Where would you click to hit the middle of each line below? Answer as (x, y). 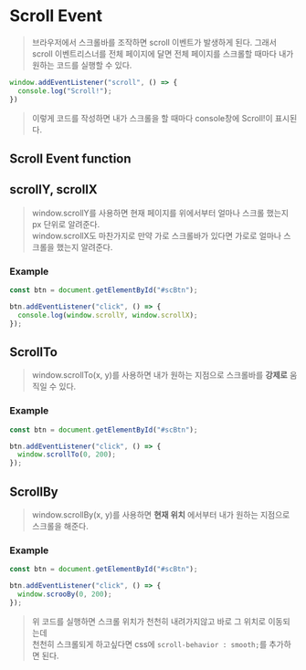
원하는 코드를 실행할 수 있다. (82, 65)
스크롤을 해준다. (60, 526)
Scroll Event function (70, 158)
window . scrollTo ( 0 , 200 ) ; (67, 455)
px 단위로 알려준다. (66, 224)
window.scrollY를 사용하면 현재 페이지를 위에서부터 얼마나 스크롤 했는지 (160, 213)
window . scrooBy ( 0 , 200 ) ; (65, 594)
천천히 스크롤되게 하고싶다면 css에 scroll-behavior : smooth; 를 (149, 644)
